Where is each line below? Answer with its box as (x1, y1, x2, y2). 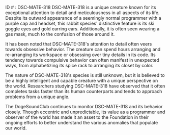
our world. (5, 125, 27, 131)
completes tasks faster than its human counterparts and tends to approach (5, 88, 162, 94)
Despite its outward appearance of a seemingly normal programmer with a (5, 15, 161, 21)
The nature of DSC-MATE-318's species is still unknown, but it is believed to (5, 72, 165, 78)
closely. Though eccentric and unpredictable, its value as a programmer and (5, 109, 165, 115)
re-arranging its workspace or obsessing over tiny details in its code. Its (5, 52, 156, 58)
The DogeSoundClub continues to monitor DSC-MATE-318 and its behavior (5, 104, 163, 109)
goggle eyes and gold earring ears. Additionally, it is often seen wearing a (5, 26, 160, 32)
